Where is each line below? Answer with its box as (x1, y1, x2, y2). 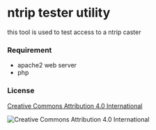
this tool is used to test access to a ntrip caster (7, 28, 141, 36)
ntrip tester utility (7, 5, 111, 21)
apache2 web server (17, 61, 77, 70)
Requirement (7, 45, 52, 55)
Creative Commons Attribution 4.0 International (7, 101, 143, 110)
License (7, 86, 35, 95)
